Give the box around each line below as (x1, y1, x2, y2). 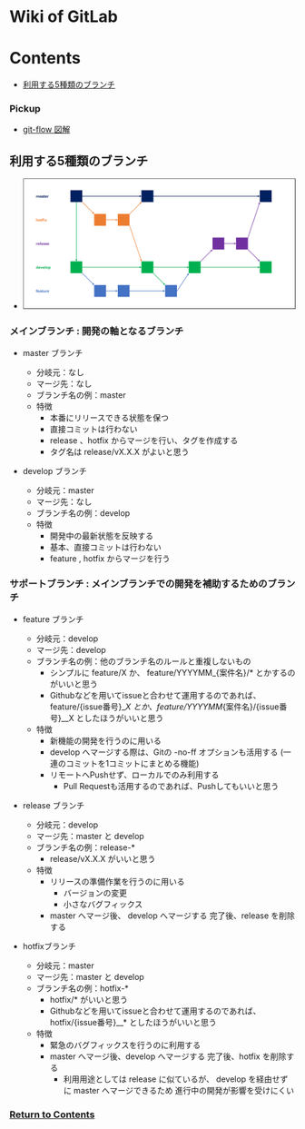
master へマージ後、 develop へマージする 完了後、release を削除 (49, 910, 295, 921)
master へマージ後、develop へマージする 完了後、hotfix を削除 (49, 1051, 287, 1062)
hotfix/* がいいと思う (49, 994, 129, 1005)
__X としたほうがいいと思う (61, 712, 164, 723)
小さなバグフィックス (63, 898, 143, 909)
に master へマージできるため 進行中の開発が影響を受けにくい (63, 1084, 295, 1095)
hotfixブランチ (22, 940, 76, 951)
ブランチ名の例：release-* (35, 842, 136, 853)
